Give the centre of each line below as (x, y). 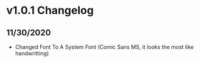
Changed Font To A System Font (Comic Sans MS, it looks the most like (104, 47)
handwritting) (32, 53)
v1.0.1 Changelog (50, 10)
